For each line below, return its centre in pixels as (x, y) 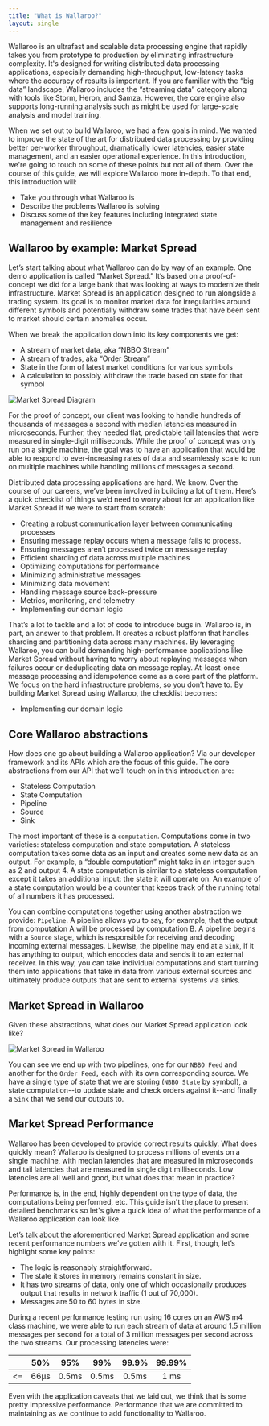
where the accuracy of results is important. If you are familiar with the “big (131, 81)
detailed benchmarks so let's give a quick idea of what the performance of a (134, 1210)
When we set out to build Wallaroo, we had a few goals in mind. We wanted (132, 130)
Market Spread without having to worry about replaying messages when (128, 659)
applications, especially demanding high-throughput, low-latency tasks (126, 72)
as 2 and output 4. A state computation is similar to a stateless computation (133, 870)
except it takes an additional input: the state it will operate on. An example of (134, 879)
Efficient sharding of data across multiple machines (105, 558)
